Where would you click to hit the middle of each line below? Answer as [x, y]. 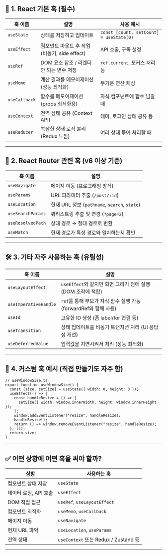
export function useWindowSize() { [42, 385]
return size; [23, 433]
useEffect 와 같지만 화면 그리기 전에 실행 [106, 284]
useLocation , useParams [85, 530]
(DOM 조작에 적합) [82, 292]
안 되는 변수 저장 [59, 70]
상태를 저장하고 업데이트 [67, 35]
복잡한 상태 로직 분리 [63, 129]
